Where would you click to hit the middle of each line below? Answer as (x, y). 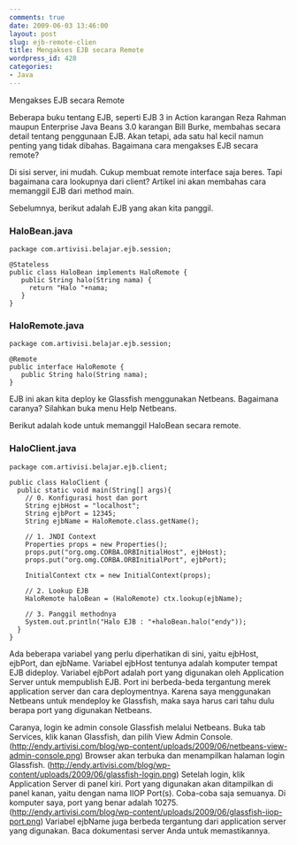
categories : (31, 67)
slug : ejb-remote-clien (53, 42)
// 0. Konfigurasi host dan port (87, 498)
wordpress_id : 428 (43, 58)
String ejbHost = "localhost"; (83, 505)
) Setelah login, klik (211, 774)
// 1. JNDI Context (61, 536)
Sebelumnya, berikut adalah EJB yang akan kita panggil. (111, 208)
